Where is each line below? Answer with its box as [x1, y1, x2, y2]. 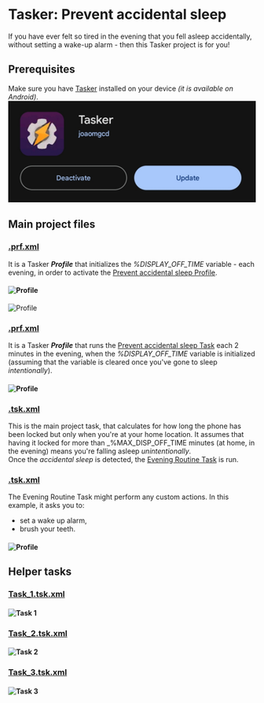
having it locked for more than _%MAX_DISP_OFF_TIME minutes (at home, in [8, 438, 255, 447]
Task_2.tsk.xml [8, 627, 68, 638]
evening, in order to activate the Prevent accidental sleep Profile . [8, 268, 218, 277]
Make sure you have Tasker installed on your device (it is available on [8, 83, 233, 93]
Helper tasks [8, 565, 72, 579]
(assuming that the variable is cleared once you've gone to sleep [8, 357, 218, 367]
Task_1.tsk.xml [8, 589, 65, 600]
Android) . [8, 92, 39, 102]
